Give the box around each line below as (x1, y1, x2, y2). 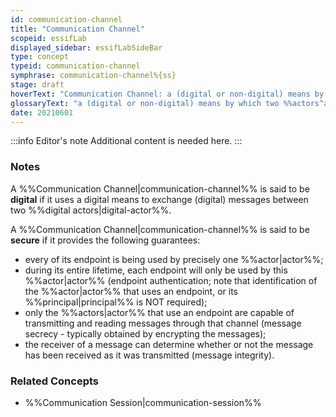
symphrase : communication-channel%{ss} (10, 71, 177, 81)
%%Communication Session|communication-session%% (24, 396, 262, 408)
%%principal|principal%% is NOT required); (24, 296, 208, 308)
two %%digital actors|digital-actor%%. (10, 204, 172, 216)
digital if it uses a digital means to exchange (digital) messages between (10, 193, 309, 205)
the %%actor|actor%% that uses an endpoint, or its (24, 285, 238, 297)
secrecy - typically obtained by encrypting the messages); (24, 327, 267, 340)
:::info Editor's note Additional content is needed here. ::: (10, 135, 243, 147)
